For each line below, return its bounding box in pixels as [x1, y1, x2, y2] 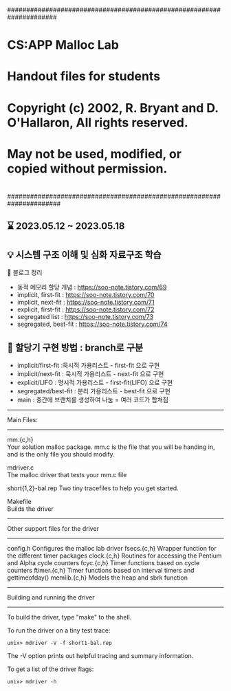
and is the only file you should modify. [7, 450, 115, 458]
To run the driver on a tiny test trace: [7, 626, 111, 635]
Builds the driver [7, 505, 54, 513]
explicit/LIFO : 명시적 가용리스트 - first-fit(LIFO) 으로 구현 [16, 378, 173, 386]
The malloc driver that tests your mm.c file [7, 470, 127, 479]
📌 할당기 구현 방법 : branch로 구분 [7, 342, 144, 353]
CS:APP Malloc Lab [7, 37, 119, 53]
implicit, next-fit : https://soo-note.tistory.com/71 [16, 298, 155, 307]
